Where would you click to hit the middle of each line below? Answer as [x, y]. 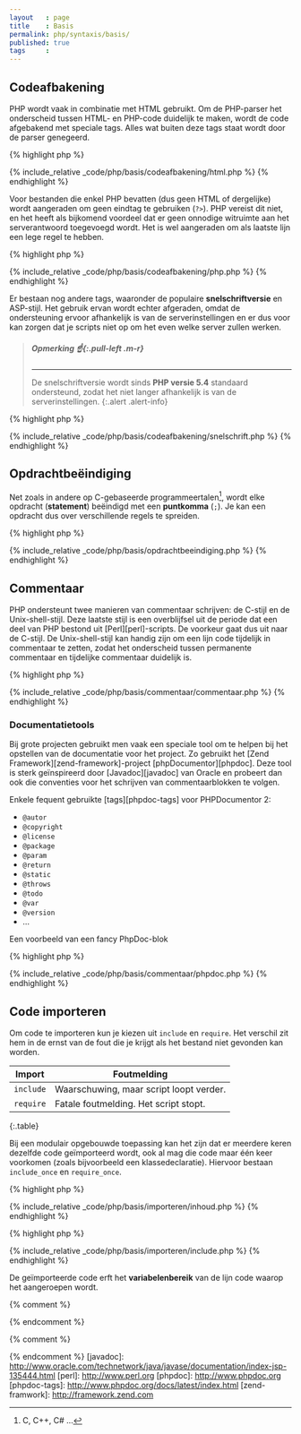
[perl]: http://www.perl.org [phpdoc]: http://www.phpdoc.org [169, 1376]
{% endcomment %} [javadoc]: [67, 1357]
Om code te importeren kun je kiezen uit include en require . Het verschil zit [149, 1033]
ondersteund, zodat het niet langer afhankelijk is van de [134, 391]
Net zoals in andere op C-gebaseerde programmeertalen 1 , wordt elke [137, 496]
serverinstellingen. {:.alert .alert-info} [99, 401]
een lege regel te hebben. [57, 236]
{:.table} [24, 1126]
